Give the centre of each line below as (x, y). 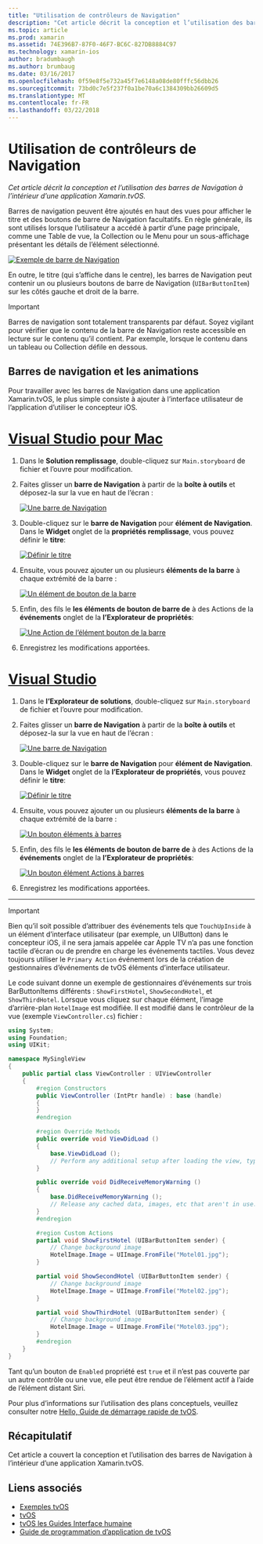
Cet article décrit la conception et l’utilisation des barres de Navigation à (126, 187)
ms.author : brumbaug (42, 67)
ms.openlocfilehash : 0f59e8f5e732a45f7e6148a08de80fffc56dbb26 (113, 81)
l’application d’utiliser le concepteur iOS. (73, 407)
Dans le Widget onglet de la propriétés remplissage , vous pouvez (127, 531)
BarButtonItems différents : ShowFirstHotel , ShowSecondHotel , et (110, 991)
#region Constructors (72, 1088)
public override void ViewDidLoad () (97, 1139)
